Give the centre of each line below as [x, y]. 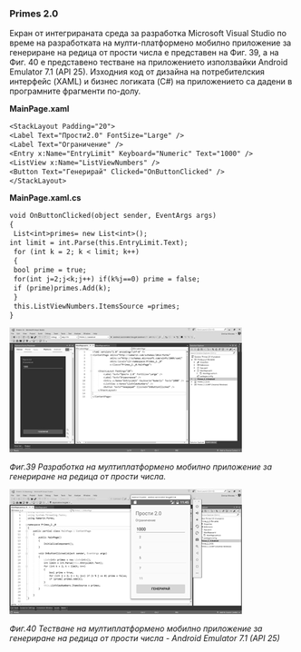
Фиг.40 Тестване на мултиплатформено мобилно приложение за [136, 628]
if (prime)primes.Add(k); [62, 289]
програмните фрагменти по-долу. [75, 91]
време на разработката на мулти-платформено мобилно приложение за [150, 43]
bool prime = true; [50, 271]
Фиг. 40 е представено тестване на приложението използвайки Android [149, 63]
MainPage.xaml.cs [45, 198]
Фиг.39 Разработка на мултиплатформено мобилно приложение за [141, 467]
